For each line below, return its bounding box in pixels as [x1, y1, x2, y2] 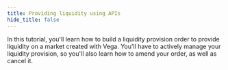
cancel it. [7, 56, 33, 65]
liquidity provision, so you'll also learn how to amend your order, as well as [7, 49, 217, 58]
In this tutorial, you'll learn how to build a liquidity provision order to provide [7, 35, 220, 43]
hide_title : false [7, 16, 60, 23]
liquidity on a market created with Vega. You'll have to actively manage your [7, 42, 221, 50]
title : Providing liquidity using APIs [7, 10, 121, 17]
